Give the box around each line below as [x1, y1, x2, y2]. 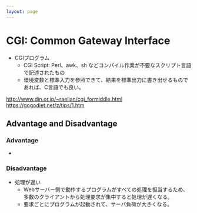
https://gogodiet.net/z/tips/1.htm [6, 101, 85, 109]
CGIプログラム [14, 54, 50, 61]
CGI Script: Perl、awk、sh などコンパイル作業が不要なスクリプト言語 [23, 61, 192, 68]
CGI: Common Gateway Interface [6, 34, 171, 47]
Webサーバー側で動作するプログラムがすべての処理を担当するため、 [23, 186, 189, 193]
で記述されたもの [23, 69, 65, 76]
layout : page [6, 8, 38, 15]
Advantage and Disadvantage [6, 118, 118, 128]
